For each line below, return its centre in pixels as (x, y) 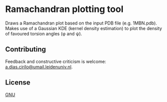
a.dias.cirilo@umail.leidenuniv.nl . (39, 66)
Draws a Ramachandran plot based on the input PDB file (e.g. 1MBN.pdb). (81, 23)
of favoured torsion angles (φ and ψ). (44, 33)
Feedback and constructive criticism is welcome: (56, 61)
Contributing (26, 49)
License (18, 83)
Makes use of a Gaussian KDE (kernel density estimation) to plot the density (83, 28)
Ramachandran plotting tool (64, 9)
